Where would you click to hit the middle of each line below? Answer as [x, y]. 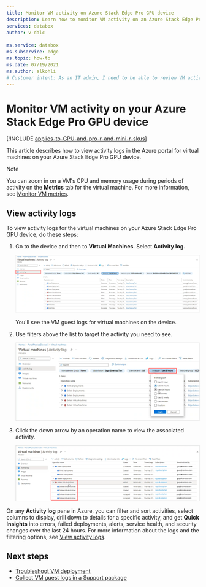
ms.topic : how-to [29, 58]
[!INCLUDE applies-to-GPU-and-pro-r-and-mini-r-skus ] [77, 139]
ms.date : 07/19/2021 [33, 64]
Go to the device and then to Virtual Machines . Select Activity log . [100, 247]
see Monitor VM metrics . [37, 194]
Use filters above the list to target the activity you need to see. [94, 334]
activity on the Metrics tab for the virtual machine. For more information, [98, 188]
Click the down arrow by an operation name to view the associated [99, 431]
